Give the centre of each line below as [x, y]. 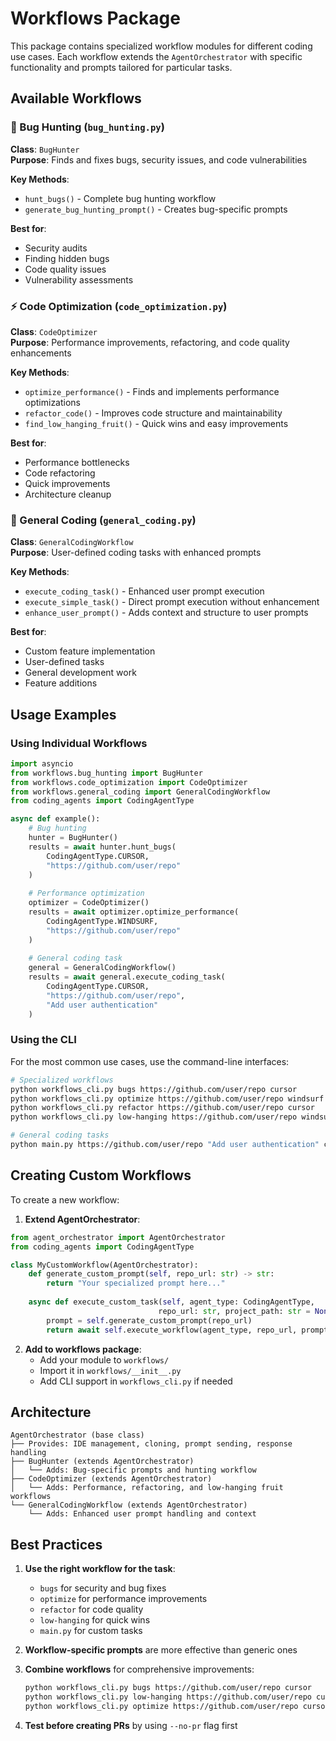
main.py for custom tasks [91, 1631]
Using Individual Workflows [79, 743]
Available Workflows [76, 98]
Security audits [56, 248]
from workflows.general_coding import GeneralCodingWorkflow [140, 792]
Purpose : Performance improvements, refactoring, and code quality [150, 342]
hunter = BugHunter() [73, 838]
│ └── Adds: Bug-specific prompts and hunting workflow [133, 1470]
